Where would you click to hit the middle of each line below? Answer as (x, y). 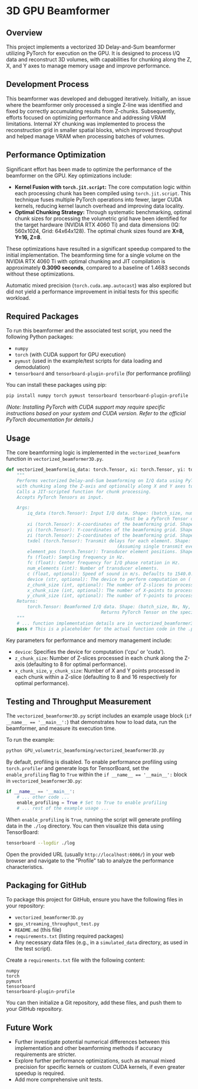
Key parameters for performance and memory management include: (89, 640)
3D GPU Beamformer (58, 11)
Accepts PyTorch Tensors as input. (60, 497)
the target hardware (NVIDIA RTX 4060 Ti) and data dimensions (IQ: (97, 224)
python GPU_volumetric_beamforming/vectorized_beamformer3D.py (85, 751)
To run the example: (30, 740)
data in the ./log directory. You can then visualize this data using (85, 826)
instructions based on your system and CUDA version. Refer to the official (96, 413)
